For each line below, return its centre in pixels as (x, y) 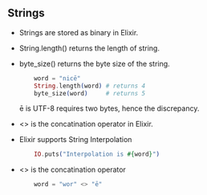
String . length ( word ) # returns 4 (90, 86)
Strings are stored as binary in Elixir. (79, 32)
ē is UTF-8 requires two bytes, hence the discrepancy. (109, 108)
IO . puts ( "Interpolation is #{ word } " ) (97, 154)
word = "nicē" (57, 78)
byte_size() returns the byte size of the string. (94, 63)
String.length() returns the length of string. (89, 48)
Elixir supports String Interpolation (75, 140)
